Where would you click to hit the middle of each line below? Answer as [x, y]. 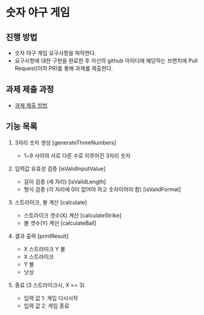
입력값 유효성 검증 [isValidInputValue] [60, 169]
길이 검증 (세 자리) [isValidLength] [65, 181]
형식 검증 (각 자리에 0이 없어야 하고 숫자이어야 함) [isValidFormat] [102, 189]
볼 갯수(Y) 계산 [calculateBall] [60, 223]
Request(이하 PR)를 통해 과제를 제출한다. [64, 68]
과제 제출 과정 [30, 89]
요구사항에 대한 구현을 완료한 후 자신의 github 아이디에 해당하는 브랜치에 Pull [106, 61]
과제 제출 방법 [31, 105]
